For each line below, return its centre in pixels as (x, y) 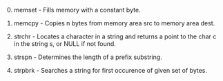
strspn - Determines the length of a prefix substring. (88, 57)
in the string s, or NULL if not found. (65, 44)
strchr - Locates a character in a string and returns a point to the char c (115, 36)
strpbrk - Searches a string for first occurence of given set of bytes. (110, 70)
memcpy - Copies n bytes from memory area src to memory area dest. (114, 23)
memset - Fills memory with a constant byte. (77, 10)
